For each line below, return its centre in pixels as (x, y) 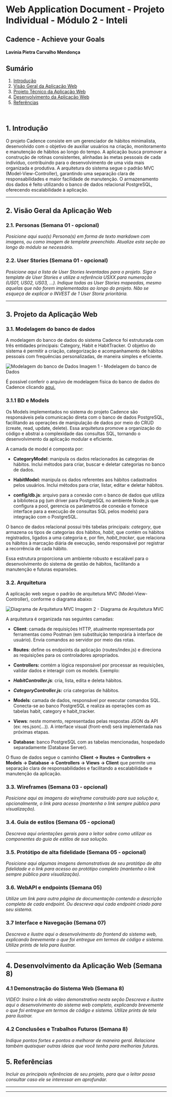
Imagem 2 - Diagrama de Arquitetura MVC (119, 609)
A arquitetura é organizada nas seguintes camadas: (60, 619)
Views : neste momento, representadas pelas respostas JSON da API (85, 721)
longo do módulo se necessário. (40, 247)
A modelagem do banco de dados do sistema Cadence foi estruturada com (85, 340)
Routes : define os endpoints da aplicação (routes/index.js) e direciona (87, 650)
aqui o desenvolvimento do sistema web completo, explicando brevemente (85, 1005)
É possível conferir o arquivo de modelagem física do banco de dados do (83, 382)
